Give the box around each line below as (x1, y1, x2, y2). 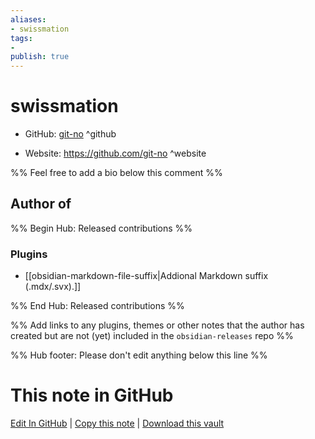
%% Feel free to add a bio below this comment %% (10, 167, 223, 179)
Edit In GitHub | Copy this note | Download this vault (10, 417, 225, 430)
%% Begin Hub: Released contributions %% (10, 222, 193, 234)
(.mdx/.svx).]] (24, 281, 82, 293)
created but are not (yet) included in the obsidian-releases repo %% (10, 330, 294, 342)
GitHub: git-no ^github (24, 128, 117, 140)
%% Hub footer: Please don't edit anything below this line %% (10, 349, 268, 361)
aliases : (10, 14, 47, 25)
